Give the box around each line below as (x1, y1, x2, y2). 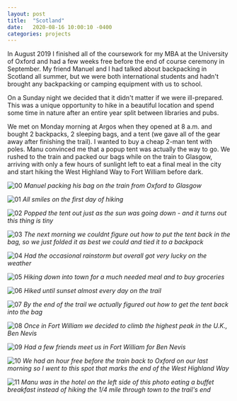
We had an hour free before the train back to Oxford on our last (22, 356, 209, 366)
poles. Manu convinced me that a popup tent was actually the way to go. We (7, 145, 231, 153)
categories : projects (7, 30, 71, 38)
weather (7, 259, 32, 268)
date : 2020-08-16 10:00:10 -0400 (7, 23, 112, 31)
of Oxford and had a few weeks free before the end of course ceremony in (7, 57, 225, 66)
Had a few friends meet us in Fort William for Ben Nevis (23, 343, 186, 351)
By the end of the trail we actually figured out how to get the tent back (23, 300, 229, 309)
